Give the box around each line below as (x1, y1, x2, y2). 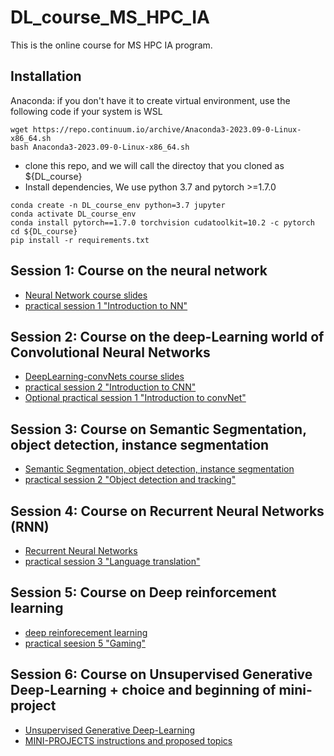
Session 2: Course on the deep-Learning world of (10, 328, 325, 345)
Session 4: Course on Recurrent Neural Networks (10, 502, 325, 520)
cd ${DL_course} (10, 226, 78, 236)
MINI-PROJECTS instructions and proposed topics (24, 734, 233, 746)
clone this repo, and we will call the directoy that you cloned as (24, 159, 285, 171)
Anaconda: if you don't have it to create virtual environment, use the (10, 94, 291, 106)
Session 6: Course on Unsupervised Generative (10, 666, 313, 683)
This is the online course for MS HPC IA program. (10, 39, 213, 51)
